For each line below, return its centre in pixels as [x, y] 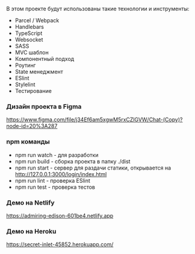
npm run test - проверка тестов [55, 187]
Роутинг [25, 65]
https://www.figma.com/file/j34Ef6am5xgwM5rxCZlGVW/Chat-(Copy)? [94, 119]
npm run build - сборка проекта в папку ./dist [73, 161]
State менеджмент [39, 71]
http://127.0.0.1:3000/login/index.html [61, 174]
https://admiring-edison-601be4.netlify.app [60, 215]
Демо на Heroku [31, 231]
